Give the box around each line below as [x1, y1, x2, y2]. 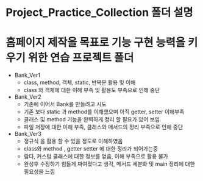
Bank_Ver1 [14, 71, 41, 79]
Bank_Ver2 [14, 93, 41, 101]
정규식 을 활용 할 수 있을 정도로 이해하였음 [23, 138, 123, 145]
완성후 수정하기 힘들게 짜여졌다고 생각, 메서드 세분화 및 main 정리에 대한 [23, 160, 196, 168]
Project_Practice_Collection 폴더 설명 [5, 5, 193, 20]
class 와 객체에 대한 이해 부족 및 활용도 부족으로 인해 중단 [23, 87, 160, 94]
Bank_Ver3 [14, 130, 42, 138]
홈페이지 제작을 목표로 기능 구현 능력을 [5, 36, 186, 49]
